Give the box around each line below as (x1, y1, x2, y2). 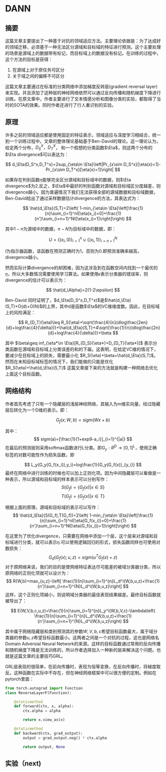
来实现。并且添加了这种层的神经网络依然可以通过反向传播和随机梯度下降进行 (5, 90, 161, 95)
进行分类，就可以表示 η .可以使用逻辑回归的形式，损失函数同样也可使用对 (13, 539, 161, 545)
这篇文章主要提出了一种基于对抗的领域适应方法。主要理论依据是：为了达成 (5, 38, 157, 43)
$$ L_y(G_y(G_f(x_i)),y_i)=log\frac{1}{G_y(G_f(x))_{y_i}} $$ (24, 461, 142, 467)
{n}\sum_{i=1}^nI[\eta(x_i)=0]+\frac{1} (44, 210, 122, 216)
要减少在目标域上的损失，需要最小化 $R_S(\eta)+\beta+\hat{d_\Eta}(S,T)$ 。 (5, 352, 158, 358)
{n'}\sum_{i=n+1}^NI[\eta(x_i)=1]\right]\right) (34, 216, 125, 222)
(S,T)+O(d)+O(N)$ (5, 303, 43, 309)
